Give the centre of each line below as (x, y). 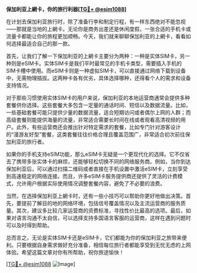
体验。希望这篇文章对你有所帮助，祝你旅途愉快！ (65, 252)
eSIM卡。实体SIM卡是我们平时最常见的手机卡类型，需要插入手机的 (101, 63)
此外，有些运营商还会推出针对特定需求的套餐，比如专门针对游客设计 (98, 127)
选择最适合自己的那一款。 (42, 44)
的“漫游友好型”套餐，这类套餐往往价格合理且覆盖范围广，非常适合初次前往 (96, 134)
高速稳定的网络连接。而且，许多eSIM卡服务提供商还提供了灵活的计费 (94, 176)
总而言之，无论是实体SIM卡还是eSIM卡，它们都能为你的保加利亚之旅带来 (94, 238)
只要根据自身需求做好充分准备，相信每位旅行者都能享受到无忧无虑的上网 (103, 245)
